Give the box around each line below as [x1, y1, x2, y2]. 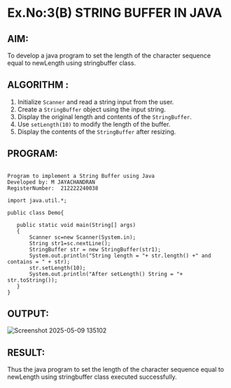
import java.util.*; [7, 197, 68, 204]
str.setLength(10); [29, 264, 86, 271]
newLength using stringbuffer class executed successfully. [7, 373, 177, 381]
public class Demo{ [7, 209, 64, 216]
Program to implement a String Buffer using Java [7, 172, 155, 179]
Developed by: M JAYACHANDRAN [7, 179, 96, 186]
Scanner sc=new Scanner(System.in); [29, 233, 136, 241]
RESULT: [7, 347, 45, 359]
